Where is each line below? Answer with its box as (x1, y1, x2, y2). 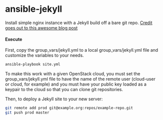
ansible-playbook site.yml (5, 62, 61, 67)
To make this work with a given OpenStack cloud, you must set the (5, 71, 140, 77)
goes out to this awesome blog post (5, 25, 78, 30)
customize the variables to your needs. (5, 53, 84, 59)
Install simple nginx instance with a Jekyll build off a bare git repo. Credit (5, 20, 153, 26)
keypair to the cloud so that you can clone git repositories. (5, 87, 123, 92)
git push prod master (5, 110, 50, 115)
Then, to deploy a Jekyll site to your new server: (5, 96, 103, 102)
